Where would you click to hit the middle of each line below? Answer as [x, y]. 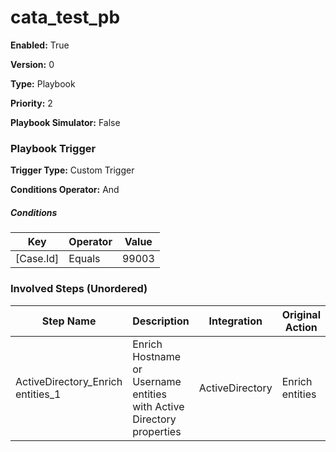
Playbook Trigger [53, 148]
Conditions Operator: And [65, 190]
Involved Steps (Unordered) [79, 289]
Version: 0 [32, 64]
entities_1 [38, 394]
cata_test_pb [65, 17]
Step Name [69, 321]
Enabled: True [40, 45]
